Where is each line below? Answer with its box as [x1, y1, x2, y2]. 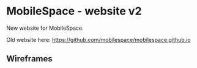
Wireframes [6, 53, 53, 64]
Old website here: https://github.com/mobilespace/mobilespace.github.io [6, 36, 191, 43]
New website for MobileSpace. [6, 24, 84, 32]
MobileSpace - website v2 [6, 4, 142, 18]
